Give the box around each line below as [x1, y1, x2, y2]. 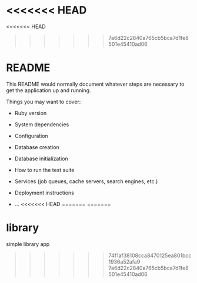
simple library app [6, 240, 50, 247]
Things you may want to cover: [6, 98, 81, 105]
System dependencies [14, 121, 69, 128]
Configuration [14, 132, 48, 139]
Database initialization [14, 155, 69, 162]
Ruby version [14, 109, 47, 116]
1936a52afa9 [108, 258, 141, 265]
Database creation [14, 143, 60, 150]
